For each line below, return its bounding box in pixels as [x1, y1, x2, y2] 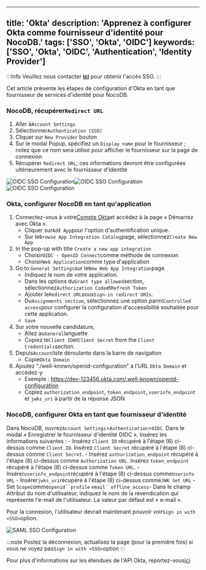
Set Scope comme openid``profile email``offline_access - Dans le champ [6, 483, 191, 490]
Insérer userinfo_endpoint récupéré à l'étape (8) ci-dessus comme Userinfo [6, 470, 194, 477]
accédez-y [15, 369, 43, 376]
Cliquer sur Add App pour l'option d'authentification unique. [24, 226, 170, 234]
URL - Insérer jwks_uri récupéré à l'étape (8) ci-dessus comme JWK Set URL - [6, 476, 196, 483]
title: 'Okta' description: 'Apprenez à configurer [6, 18, 192, 28]
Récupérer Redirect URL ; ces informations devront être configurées [15, 160, 186, 167]
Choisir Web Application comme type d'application [24, 258, 150, 266]
